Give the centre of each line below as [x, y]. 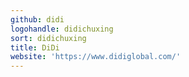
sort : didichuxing [48, 38]
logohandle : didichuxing [62, 29]
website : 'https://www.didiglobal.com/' [96, 57]
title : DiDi [35, 47]
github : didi [37, 19]
